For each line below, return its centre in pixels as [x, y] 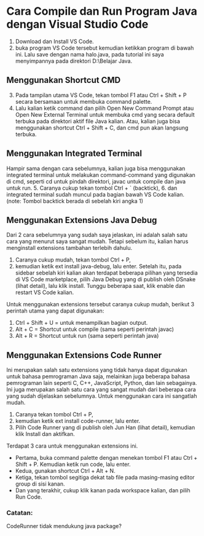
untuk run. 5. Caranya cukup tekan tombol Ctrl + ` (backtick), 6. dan [92, 188]
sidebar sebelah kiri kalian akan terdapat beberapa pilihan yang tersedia [106, 273]
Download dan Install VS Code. [54, 41]
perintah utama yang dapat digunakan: [55, 311]
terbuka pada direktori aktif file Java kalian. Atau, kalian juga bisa [97, 121]
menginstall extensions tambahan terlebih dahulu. [69, 248]
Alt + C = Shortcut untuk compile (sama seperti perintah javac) [94, 329]
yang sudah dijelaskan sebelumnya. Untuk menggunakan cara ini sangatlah [102, 396]
